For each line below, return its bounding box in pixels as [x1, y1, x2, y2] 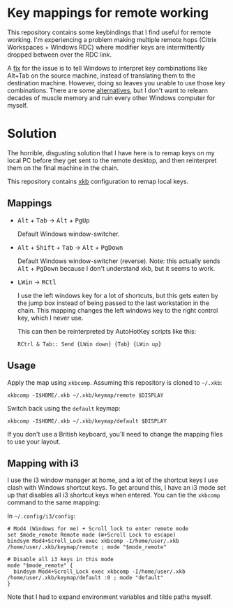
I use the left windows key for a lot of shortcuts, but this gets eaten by [17, 291, 218, 299]
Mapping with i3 [7, 457, 79, 469]
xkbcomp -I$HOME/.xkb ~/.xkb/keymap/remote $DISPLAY [7, 392, 164, 399]
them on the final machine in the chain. [7, 163, 119, 172]
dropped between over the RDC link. [7, 50, 112, 59]
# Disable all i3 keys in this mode [7, 556, 114, 563]
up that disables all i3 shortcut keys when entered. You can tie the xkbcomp [7, 491, 220, 500]
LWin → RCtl [17, 278, 57, 286]
